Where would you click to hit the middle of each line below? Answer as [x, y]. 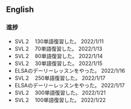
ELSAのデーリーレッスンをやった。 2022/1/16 [70, 70]
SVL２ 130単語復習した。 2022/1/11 [59, 41]
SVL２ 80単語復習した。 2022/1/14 [58, 56]
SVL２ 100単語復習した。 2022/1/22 [60, 100]
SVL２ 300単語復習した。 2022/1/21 [60, 93]
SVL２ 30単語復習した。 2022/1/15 [58, 63]
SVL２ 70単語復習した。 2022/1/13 [58, 49]
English [20, 10]
